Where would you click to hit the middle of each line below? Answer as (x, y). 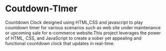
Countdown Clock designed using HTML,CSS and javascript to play (74, 22)
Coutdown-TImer (41, 9)
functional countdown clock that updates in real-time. (60, 43)
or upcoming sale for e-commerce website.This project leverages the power (83, 33)
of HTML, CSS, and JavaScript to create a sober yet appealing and (73, 38)
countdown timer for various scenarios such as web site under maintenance (83, 27)
